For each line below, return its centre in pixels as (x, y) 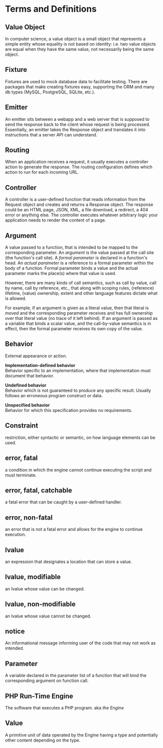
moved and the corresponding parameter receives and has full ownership (79, 313)
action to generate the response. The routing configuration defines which (79, 167)
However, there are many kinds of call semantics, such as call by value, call (81, 283)
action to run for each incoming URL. (42, 172)
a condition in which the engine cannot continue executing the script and (78, 470)
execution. (16, 535)
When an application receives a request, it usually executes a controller (77, 162)
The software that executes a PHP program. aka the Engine (65, 708)
